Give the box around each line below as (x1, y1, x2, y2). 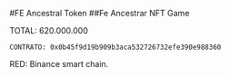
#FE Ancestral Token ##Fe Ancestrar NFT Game (9, 8, 190, 18)
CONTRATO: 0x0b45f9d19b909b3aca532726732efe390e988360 (9, 43, 222, 52)
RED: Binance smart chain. (9, 59, 109, 69)
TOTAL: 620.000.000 (9, 25, 88, 35)
